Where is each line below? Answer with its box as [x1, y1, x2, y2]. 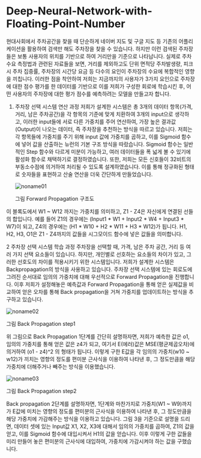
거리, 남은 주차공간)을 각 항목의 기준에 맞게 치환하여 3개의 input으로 [14, 110, 173, 118]
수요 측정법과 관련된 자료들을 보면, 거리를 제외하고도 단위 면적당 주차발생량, [6, 60, 182, 67]
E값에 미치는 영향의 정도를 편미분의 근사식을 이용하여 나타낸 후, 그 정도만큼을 [12, 408, 192, 415]
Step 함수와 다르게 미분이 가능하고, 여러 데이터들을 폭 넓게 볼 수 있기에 [26, 148, 191, 155]
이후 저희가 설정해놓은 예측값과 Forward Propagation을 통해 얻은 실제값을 [14, 281, 188, 288]
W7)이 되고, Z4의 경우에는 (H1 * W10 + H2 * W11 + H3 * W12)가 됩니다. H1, [6, 222, 187, 230]
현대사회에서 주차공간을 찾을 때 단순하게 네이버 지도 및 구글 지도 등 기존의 [6, 37, 178, 44]
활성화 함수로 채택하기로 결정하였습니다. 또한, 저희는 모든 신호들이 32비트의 [14, 155, 191, 163]
